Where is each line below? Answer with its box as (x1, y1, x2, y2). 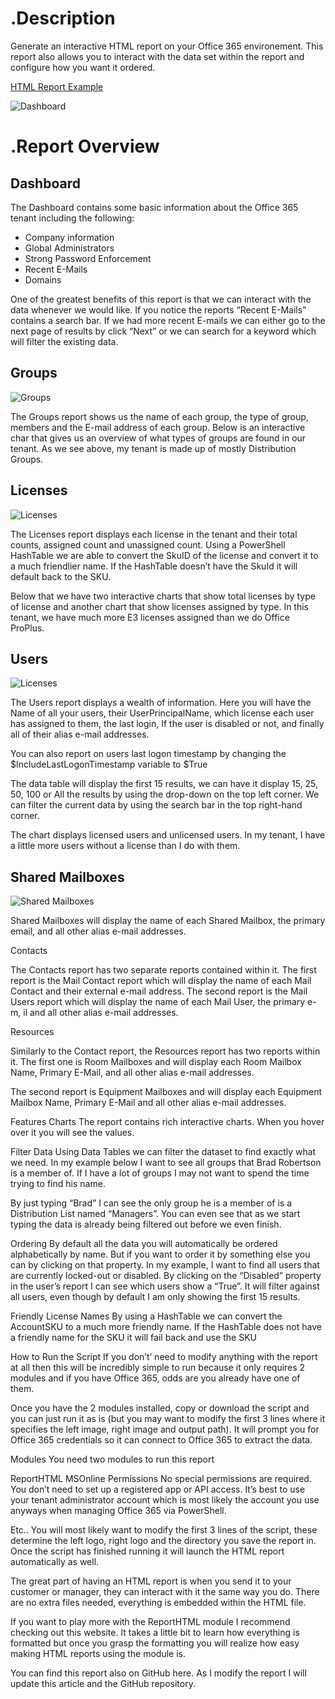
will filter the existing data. (10, 335, 119, 347)
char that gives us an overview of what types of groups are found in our (10, 432, 307, 444)
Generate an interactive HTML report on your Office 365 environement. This (10, 40, 324, 52)
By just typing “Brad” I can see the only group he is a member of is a (10, 1197, 293, 1209)
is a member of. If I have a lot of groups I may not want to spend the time (10, 1167, 310, 1179)
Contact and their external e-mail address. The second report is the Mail (10, 985, 308, 997)
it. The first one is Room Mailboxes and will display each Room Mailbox (10, 1056, 302, 1068)
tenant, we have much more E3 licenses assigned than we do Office (10, 611, 290, 623)
